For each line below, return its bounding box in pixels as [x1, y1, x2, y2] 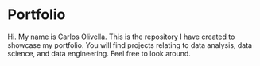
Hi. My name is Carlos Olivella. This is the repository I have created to [7, 32, 235, 41]
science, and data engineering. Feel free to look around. [7, 49, 192, 58]
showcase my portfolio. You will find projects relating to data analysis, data [7, 40, 252, 49]
